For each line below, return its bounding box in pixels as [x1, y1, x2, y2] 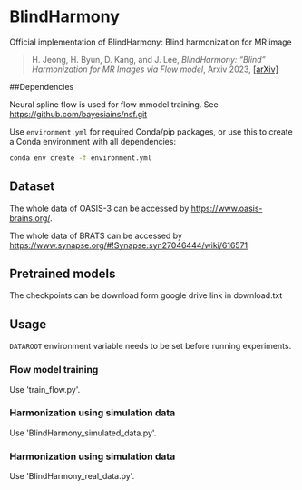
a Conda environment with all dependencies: [9, 135, 177, 146]
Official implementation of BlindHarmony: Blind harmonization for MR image [9, 36, 292, 47]
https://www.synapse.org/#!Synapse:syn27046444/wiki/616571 [9, 239, 248, 251]
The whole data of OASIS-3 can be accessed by [9, 203, 190, 214]
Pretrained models [9, 266, 116, 282]
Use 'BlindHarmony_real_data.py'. [9, 471, 135, 482]
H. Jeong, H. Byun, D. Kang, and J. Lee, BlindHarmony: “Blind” [31, 54, 266, 65]
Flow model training [9, 364, 99, 376]
